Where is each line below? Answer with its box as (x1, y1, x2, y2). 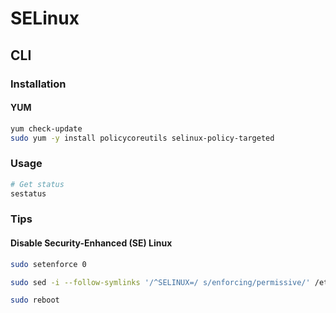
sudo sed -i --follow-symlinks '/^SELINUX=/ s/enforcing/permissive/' (10, 277, 311, 287)
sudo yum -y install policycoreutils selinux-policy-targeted (10, 133, 275, 143)
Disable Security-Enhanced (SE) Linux (10, 237, 173, 249)
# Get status (10, 179, 65, 189)
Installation (10, 77, 67, 91)
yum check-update (10, 123, 83, 134)
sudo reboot (10, 295, 60, 306)
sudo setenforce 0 (10, 259, 87, 269)
